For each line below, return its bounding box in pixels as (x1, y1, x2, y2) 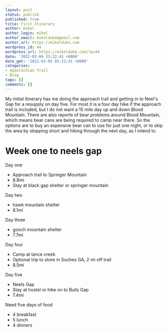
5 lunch (12, 316, 29, 322)
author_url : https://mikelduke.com (5, 40, 80, 45)
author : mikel (5, 26, 35, 31)
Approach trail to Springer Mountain (12, 172, 87, 178)
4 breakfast (12, 311, 37, 317)
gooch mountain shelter (12, 226, 62, 232)
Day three (5, 217, 26, 223)
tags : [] (5, 77, 24, 82)
